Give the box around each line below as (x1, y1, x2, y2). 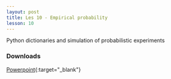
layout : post (6, 9, 40, 15)
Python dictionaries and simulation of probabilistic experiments (6, 37, 165, 44)
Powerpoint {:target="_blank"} (6, 66, 81, 73)
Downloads (6, 52, 41, 61)
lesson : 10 (6, 20, 34, 26)
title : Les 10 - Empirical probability (6, 15, 108, 21)
